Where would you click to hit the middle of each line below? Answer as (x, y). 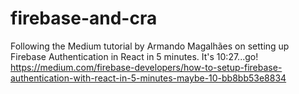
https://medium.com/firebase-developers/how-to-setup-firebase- (146, 67)
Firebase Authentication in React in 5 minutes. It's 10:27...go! (134, 56)
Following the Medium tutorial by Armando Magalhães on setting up (150, 46)
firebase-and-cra (84, 18)
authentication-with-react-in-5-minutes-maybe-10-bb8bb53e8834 (148, 78)
